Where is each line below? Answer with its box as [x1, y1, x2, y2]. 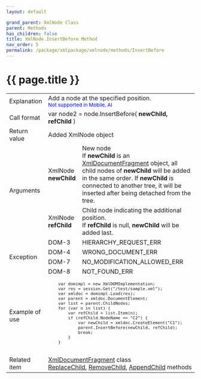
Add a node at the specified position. [48, 94, 151, 102]
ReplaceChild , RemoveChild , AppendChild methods [48, 363, 192, 371]
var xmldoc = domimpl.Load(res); [57, 291, 136, 297]
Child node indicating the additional [81, 206, 182, 214]
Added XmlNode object [48, 130, 114, 139]
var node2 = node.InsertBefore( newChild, [48, 109, 168, 118]
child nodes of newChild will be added [81, 166, 190, 175]
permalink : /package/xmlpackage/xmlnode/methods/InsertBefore [6, 47, 165, 54]
